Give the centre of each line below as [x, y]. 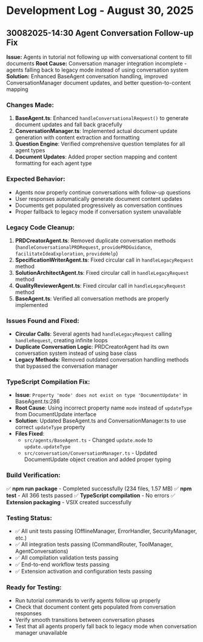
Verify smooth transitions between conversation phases [85, 620]
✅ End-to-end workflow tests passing [62, 564]
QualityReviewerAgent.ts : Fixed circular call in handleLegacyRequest [100, 285]
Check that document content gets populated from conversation [95, 607]
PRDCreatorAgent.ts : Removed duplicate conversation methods [95, 240]
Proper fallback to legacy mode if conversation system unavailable [98, 211]
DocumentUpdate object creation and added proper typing [98, 459]
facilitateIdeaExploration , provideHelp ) [66, 253]
